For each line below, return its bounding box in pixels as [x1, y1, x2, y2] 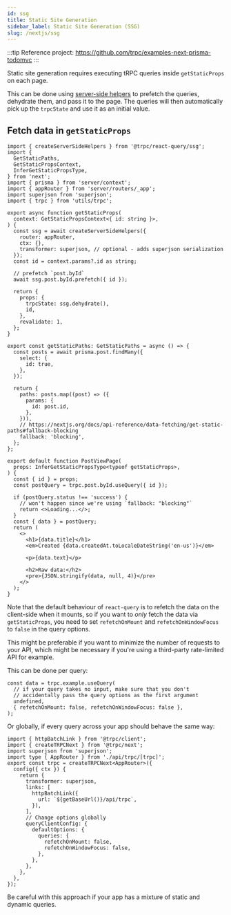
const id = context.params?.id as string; [13, 258, 137, 265]
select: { [19, 355, 48, 362]
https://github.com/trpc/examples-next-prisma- [75, 48, 212, 57]
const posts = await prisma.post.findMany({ [13, 349, 143, 356]
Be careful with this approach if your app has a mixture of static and [7, 893, 200, 901]
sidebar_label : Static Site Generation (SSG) [7, 23, 140, 30]
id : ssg [7, 10, 30, 17]
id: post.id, [32, 403, 70, 410]
